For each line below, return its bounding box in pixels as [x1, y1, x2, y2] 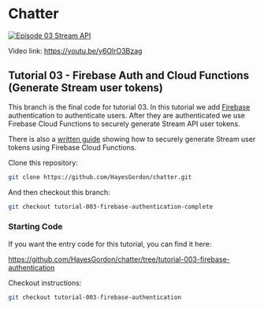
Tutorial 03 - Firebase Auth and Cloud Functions [8, 69, 250, 83]
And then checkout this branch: [8, 187, 110, 197]
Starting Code [8, 222, 63, 233]
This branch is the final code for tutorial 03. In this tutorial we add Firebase [8, 102, 251, 111]
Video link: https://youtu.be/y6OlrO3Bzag [8, 46, 143, 55]
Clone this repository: [8, 158, 79, 167]
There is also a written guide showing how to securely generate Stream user [8, 134, 256, 143]
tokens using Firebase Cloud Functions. [8, 143, 136, 152]
